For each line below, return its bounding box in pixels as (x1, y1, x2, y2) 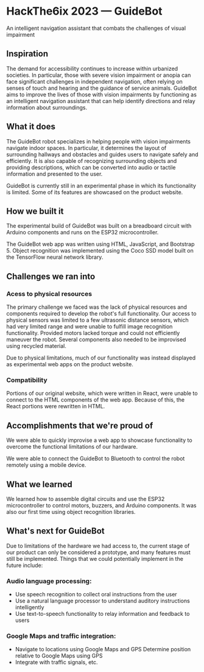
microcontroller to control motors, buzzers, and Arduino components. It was (6, 502, 197, 509)
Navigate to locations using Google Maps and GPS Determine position (15, 646, 191, 653)
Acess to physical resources (6, 289, 93, 298)
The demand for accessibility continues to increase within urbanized (6, 65, 178, 72)
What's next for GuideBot (6, 526, 105, 537)
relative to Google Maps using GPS (15, 652, 103, 660)
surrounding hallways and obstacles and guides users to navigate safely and (6, 151, 199, 158)
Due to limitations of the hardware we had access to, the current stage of (6, 542, 190, 549)
